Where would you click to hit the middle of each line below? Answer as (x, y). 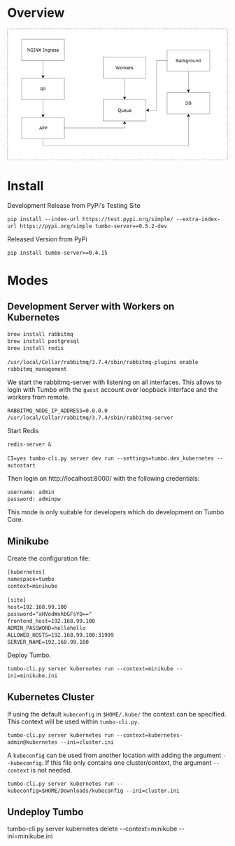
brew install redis (36, 348)
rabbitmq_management (37, 369)
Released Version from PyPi (47, 239)
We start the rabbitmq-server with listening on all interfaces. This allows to (115, 382)
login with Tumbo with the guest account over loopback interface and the (113, 389)
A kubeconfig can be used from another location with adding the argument (114, 755)
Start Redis (23, 430)
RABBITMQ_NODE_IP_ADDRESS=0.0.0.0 (58, 411)
